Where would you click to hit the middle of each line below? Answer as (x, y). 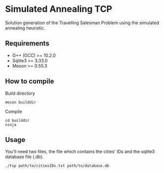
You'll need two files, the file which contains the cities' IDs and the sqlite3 (80, 152)
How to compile (30, 82)
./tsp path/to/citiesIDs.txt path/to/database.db (57, 166)
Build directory (20, 93)
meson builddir (21, 102)
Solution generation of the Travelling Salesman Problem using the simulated (82, 23)
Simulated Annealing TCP (59, 9)
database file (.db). (24, 157)
